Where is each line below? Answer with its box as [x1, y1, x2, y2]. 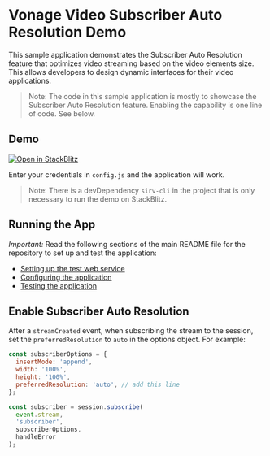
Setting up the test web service [20, 263, 125, 273]
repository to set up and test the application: [8, 248, 157, 258]
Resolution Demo [8, 23, 127, 41]
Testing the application [20, 280, 98, 290]
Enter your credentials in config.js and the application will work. [8, 169, 225, 180]
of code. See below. [28, 108, 96, 119]
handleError [15, 433, 57, 441]
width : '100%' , [15, 366, 67, 374]
